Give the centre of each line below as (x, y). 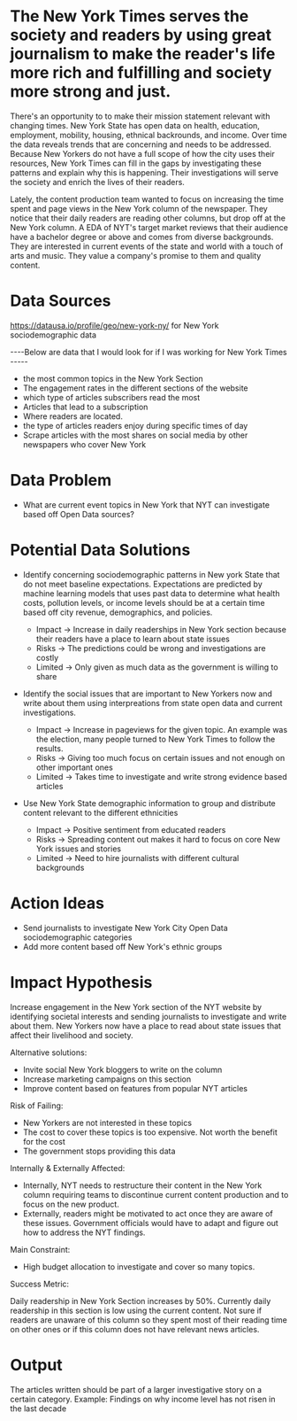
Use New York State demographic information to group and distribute (149, 803)
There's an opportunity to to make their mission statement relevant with (140, 116)
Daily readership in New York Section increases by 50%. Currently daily (141, 1301)
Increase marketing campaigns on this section (107, 1079)
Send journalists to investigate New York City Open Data (125, 928)
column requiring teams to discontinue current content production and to (156, 1194)
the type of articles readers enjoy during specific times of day (135, 425)
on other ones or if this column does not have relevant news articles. (135, 1329)
